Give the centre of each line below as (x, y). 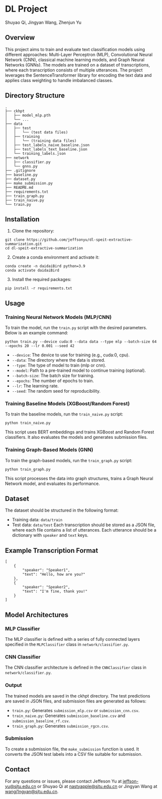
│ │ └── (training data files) (41, 141)
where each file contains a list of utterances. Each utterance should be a (84, 530)
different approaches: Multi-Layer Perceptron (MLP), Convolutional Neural (79, 54)
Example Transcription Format (52, 550)
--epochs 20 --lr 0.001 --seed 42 (40, 346)
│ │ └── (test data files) (37, 132)
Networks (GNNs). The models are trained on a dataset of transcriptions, (78, 65)
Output (14, 685)
